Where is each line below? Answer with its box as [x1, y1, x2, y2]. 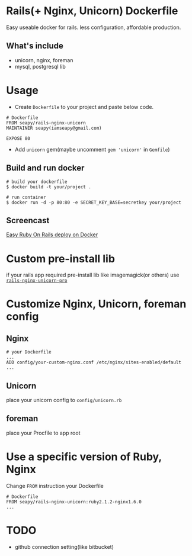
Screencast [6, 215, 50, 226]
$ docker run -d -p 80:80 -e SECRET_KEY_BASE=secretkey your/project [6, 200, 182, 205]
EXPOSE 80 [6, 135, 31, 142]
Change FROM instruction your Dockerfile [6, 482, 104, 489]
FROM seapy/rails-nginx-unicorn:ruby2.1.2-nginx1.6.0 [6, 499, 142, 504]
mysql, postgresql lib [14, 63, 66, 70]
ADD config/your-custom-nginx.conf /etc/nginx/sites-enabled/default [6, 359, 182, 365]
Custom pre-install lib [6, 252, 116, 265]
